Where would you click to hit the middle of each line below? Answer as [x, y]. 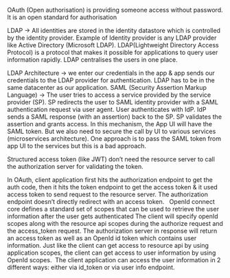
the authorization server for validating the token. [75, 166]
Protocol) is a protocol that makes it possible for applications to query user [113, 52]
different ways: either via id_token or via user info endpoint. [91, 267]
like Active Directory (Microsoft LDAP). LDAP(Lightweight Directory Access [113, 45]
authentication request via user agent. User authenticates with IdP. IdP [107, 109]
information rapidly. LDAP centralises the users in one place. [93, 60]
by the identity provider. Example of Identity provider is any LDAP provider [112, 38]
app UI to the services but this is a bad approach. [77, 146]
